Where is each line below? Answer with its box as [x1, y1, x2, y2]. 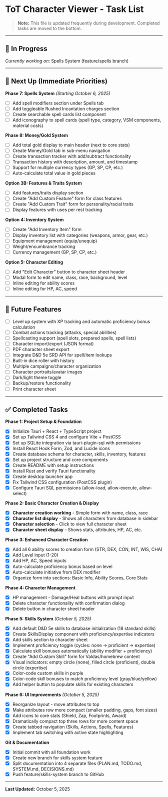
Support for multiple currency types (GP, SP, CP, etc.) [12, 164, 123, 170]
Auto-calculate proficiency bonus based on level [12, 563, 112, 569]
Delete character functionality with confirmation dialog [12, 600, 125, 606]
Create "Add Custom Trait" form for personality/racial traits [12, 201, 134, 207]
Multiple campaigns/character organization [12, 363, 101, 369]
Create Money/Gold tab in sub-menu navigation [12, 147, 111, 153]
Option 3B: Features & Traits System [5, 180, 82, 186]
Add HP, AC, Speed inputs [12, 557, 66, 563]
